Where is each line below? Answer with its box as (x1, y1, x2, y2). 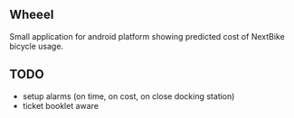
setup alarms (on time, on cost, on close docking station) (22, 90, 235, 102)
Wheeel (9, 7, 54, 23)
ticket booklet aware (22, 100, 100, 111)
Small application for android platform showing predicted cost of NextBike (9, 31, 285, 41)
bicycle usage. (9, 41, 64, 51)
